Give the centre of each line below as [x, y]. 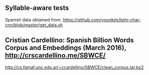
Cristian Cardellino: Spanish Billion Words [69, 40]
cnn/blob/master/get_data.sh [34, 25]
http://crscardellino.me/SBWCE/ [55, 56]
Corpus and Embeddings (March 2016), [66, 48]
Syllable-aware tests [37, 8]
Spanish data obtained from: [33, 19]
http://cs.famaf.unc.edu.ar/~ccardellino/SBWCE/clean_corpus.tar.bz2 [74, 67]
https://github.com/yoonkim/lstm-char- [102, 19]
